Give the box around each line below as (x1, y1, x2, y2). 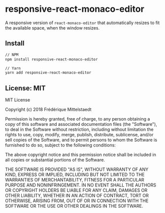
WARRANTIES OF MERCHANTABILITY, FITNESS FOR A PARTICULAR (5, 177, 144, 183)
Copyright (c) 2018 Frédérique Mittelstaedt (5, 107, 92, 113)
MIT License (5, 97, 31, 103)
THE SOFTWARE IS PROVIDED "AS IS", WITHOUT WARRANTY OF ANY (5, 166, 149, 173)
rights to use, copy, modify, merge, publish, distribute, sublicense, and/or (5, 132, 154, 138)
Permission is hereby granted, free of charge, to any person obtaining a (5, 116, 150, 122)
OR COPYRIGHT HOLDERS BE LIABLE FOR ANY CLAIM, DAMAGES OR (5, 187, 148, 193)
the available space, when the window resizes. (5, 25, 100, 30)
